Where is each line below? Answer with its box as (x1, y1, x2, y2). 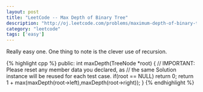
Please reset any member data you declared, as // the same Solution (6, 66, 176, 73)
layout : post (6, 8, 39, 15)
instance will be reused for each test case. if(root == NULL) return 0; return (6, 73, 194, 80)
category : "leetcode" (6, 25, 61, 32)
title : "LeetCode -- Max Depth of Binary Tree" (6, 15, 129, 21)
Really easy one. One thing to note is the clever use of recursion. (6, 48, 167, 55)
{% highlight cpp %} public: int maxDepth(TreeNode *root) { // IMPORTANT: (6, 60, 195, 67)
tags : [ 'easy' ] (6, 31, 45, 38)
